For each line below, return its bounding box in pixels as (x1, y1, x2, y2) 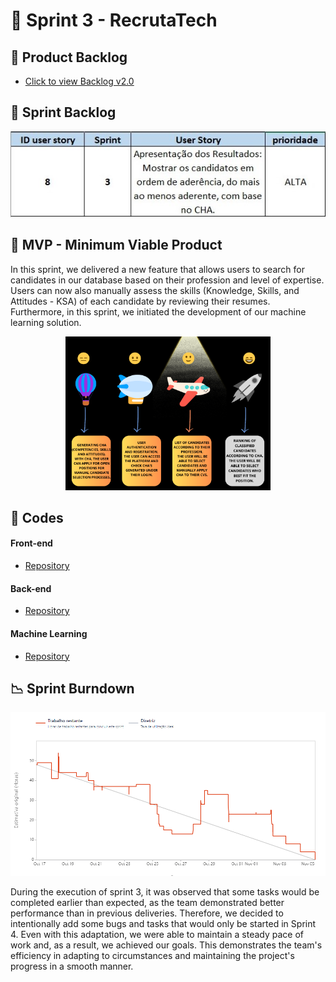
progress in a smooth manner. (10, 960, 134, 973)
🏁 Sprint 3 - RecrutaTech (10, 9, 218, 32)
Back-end (10, 582, 52, 594)
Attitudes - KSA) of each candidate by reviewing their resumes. (10, 295, 271, 307)
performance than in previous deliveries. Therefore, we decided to (10, 907, 284, 919)
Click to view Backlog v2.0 (24, 75, 135, 87)
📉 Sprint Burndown (10, 680, 135, 697)
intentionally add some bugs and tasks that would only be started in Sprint (10, 918, 317, 930)
